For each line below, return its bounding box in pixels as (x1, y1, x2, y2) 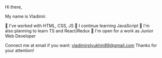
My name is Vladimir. (5, 14, 47, 19)
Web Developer (5, 33, 36, 39)
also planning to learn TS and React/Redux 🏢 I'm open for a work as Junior (5, 28, 154, 33)
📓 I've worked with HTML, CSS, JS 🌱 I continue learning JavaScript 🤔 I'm (5, 23, 150, 29)
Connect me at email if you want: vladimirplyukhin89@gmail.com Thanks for (5, 43, 157, 48)
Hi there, (5, 4, 22, 10)
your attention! (5, 48, 34, 53)
